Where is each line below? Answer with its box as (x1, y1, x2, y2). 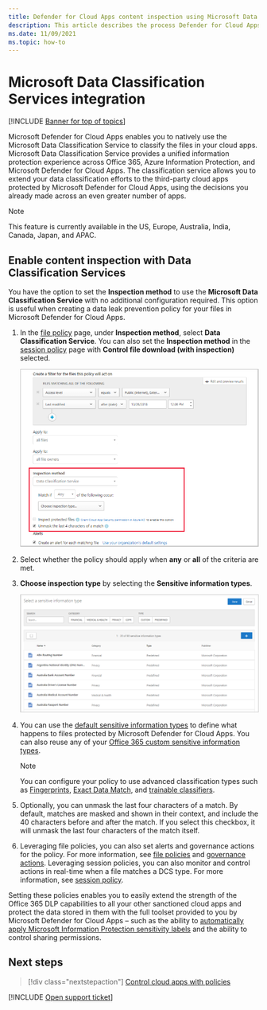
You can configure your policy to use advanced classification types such (19, 777, 258, 786)
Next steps (8, 956, 64, 969)
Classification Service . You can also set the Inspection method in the (19, 337, 250, 345)
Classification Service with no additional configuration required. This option (8, 295, 258, 305)
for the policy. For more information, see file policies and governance (19, 850, 246, 859)
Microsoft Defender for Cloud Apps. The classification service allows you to (8, 166, 257, 175)
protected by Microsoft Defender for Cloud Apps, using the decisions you (8, 183, 249, 193)
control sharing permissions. (8, 933, 102, 942)
